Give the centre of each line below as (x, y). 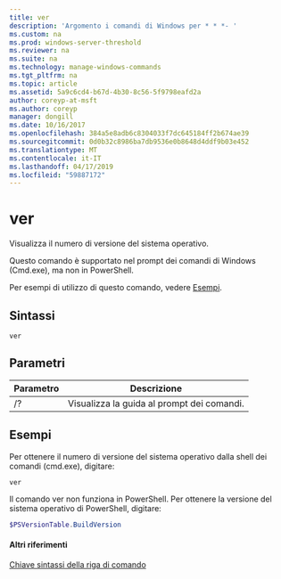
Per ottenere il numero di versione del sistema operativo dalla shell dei (138, 456)
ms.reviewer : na (39, 51)
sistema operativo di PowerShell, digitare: (86, 508)
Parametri (37, 363)
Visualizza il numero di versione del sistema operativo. (109, 244)
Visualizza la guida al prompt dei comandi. (156, 404)
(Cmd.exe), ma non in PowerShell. (71, 270)
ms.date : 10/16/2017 (48, 126)
